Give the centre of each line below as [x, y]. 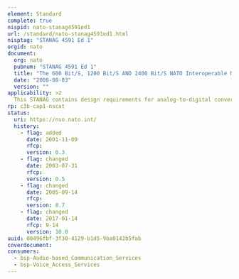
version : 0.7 [46, 206]
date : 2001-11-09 [52, 139]
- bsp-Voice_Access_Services [57, 265]
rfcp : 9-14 [42, 225]
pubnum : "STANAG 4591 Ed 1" [55, 67]
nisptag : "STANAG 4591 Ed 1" [51, 40]
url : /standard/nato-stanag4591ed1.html [68, 34]
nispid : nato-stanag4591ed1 [49, 27]
